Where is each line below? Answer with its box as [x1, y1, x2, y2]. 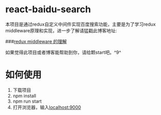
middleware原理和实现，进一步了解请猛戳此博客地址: [5, 27, 117, 34]
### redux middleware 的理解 [5, 38, 67, 44]
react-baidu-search [5, 4, 91, 15]
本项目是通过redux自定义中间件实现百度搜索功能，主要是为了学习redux [5, 21, 156, 27]
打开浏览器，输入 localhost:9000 [12, 104, 81, 110]
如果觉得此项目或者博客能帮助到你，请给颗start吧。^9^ [5, 49, 121, 55]
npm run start [12, 98, 42, 104]
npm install [12, 93, 37, 99]
